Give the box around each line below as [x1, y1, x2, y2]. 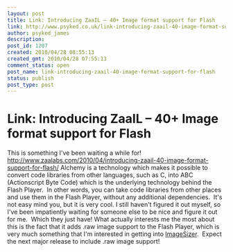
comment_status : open [7, 62, 70, 69]
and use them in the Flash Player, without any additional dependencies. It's [7, 193, 223, 201]
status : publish [7, 74, 54, 82]
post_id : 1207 [7, 42, 49, 49]
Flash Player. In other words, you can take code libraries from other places [7, 185, 222, 194]
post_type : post [7, 81, 54, 88]
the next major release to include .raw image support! [7, 237, 160, 246]
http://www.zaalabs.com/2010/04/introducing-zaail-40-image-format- [7, 156, 209, 165]
